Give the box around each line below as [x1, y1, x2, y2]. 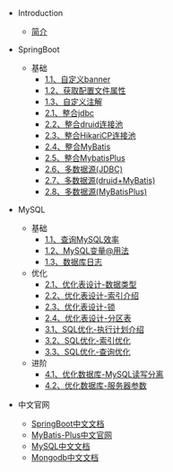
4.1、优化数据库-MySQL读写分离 [44, 369, 164, 379]
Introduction [17, 8, 64, 18]
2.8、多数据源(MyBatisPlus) [44, 186, 148, 197]
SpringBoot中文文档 [30, 418, 105, 429]
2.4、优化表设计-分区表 [44, 313, 132, 323]
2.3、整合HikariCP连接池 [44, 130, 136, 140]
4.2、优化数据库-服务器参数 [44, 380, 147, 390]
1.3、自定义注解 [44, 96, 103, 107]
